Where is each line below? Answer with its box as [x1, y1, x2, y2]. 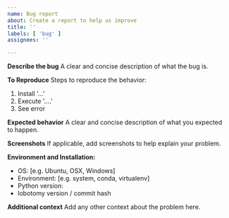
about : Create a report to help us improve [7, 17, 137, 24]
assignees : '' [7, 37, 49, 44]
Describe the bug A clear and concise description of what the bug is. [7, 62, 209, 71]
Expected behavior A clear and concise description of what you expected [7, 118, 223, 127]
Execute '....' [17, 97, 53, 106]
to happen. [7, 126, 39, 134]
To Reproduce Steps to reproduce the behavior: [7, 75, 147, 85]
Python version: [17, 181, 63, 190]
